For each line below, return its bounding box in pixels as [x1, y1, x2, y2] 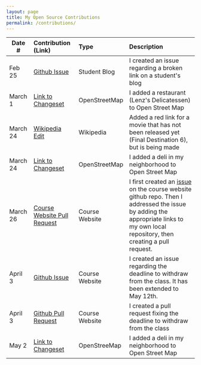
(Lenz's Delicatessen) [129, 96, 191, 105]
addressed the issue [129, 200, 187, 208]
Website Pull [33, 211, 69, 220]
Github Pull [33, 309, 65, 318]
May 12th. [129, 292, 159, 300]
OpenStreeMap [78, 342, 121, 350]
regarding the [129, 262, 167, 270]
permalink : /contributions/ [6, 20, 77, 26]
